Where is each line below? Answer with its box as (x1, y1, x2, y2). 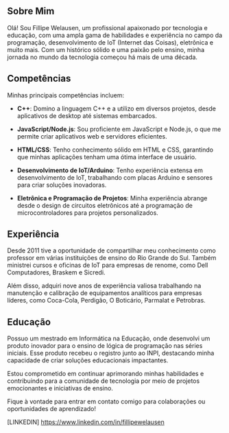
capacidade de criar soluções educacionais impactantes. (7, 356, 169, 364)
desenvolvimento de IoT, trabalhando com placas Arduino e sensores (16, 173, 213, 181)
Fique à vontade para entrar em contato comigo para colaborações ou (7, 397, 206, 406)
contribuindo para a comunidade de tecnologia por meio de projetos (7, 377, 200, 385)
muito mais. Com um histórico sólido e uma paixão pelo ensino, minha (7, 45, 204, 54)
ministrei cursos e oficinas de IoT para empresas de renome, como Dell (7, 261, 208, 270)
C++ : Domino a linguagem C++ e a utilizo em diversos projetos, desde (16, 104, 216, 113)
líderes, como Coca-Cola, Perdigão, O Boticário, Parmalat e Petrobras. (7, 296, 206, 305)
